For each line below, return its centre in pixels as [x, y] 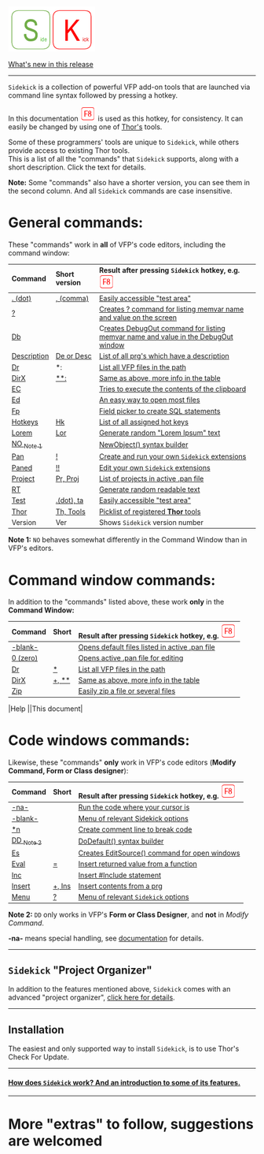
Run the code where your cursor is [134, 807]
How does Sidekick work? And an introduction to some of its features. [125, 1082]
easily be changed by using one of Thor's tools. [85, 127]
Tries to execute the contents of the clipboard [173, 389]
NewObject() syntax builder [144, 445]
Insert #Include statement [120, 875]
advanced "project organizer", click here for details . [92, 998]
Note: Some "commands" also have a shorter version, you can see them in [129, 182]
